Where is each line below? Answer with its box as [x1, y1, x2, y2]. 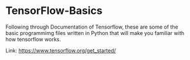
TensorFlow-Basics [5, 4, 103, 17]
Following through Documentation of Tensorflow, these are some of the [5, 23, 179, 30]
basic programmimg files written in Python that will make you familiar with [5, 29, 185, 36]
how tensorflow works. [5, 36, 61, 43]
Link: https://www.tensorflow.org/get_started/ [5, 47, 116, 54]
